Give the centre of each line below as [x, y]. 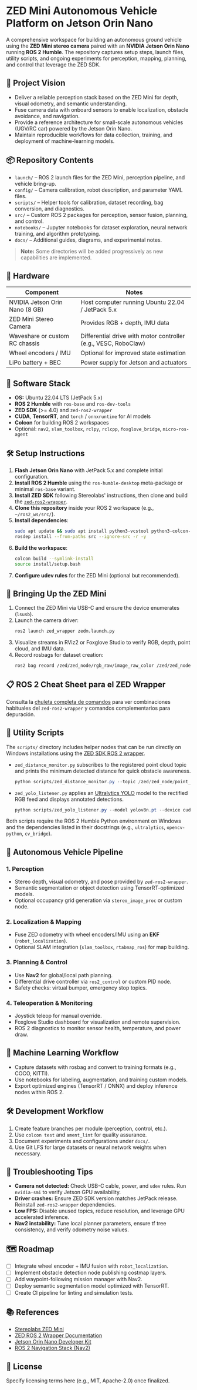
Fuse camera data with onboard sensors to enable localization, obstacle [101, 109]
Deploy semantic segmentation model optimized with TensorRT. [92, 1286]
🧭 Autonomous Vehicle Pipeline [64, 852]
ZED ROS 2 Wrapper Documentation [58, 1335]
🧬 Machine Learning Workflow [62, 1053]
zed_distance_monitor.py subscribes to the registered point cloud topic [101, 764]
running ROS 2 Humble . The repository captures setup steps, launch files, [95, 52]
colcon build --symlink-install [54, 559]
